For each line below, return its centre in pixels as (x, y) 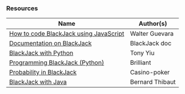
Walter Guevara (152, 34)
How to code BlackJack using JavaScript (67, 34)
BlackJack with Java (38, 82)
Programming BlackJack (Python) (57, 62)
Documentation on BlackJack (50, 43)
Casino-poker (150, 73)
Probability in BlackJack (43, 73)
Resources (22, 8)
